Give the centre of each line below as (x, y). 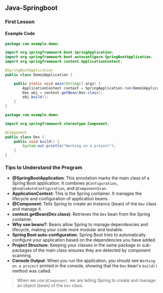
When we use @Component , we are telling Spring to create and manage (86, 280)
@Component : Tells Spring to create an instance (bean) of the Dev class (84, 204)
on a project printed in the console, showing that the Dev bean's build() (85, 266)
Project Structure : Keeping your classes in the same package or (76, 245)
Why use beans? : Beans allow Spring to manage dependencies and (80, 224)
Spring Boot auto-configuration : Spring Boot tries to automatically (79, 235)
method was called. (32, 271)
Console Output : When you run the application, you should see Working (83, 261)
